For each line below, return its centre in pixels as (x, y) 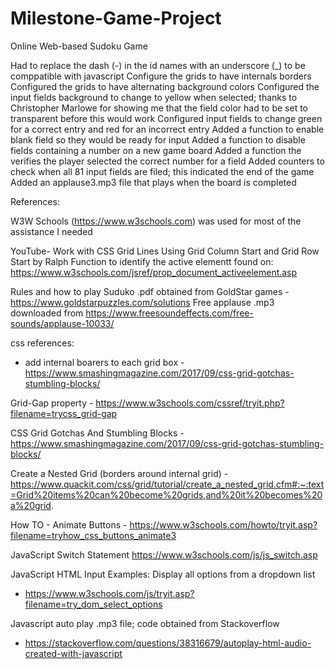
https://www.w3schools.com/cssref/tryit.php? (190, 403)
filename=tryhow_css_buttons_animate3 (93, 535)
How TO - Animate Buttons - (69, 524)
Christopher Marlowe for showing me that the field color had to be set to (159, 108)
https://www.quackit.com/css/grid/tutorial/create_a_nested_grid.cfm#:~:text (167, 484)
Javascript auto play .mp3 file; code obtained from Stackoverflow (145, 623)
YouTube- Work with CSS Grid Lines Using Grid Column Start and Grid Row (165, 251)
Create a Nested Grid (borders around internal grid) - (119, 473)
